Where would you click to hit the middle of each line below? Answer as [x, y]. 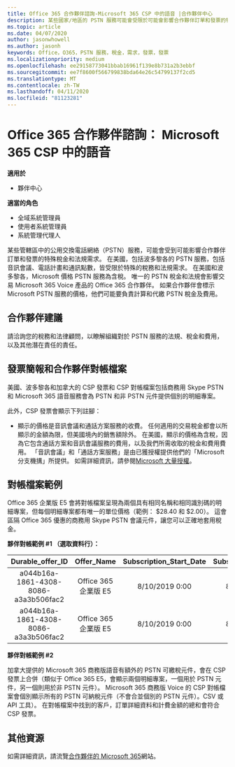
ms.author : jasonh [34, 46]
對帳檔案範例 [35, 484]
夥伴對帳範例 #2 [30, 655]
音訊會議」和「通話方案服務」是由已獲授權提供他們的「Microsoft [131, 452]
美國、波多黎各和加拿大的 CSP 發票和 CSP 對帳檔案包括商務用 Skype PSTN [115, 387]
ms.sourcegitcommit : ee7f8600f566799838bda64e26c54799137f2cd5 [101, 72]
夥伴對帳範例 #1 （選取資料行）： [54, 544]
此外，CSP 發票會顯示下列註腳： [54, 410]
